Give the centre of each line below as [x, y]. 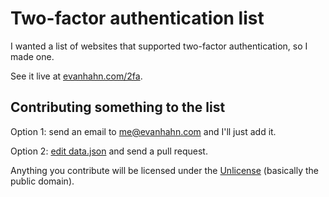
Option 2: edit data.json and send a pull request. [109, 151]
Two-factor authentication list [137, 18]
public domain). [42, 181]
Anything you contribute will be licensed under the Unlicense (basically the [164, 170]
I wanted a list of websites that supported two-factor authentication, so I [159, 46]
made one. [32, 56]
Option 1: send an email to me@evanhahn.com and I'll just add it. [143, 131]
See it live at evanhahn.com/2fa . [76, 76]
